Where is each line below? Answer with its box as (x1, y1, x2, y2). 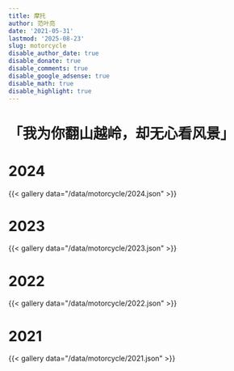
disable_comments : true (8, 65, 89, 73)
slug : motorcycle (8, 42, 67, 50)
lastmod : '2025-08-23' (8, 34, 85, 43)
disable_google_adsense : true (8, 72, 111, 80)
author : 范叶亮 (8, 19, 56, 27)
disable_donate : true (8, 57, 81, 65)
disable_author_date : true (8, 49, 99, 57)
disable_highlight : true (8, 86, 92, 95)
